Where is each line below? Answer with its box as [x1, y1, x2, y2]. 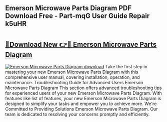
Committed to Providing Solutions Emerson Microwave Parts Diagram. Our [5, 106, 158, 112]
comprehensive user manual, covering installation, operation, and [5, 74, 140, 80]
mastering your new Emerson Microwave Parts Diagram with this [5, 69, 138, 75]
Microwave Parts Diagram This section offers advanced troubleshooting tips [5, 85, 162, 91]
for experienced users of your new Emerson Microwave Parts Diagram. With [5, 90, 162, 96]
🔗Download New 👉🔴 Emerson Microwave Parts [5, 40, 157, 49]
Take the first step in [105, 64, 147, 69]
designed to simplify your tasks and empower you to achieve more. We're [5, 101, 157, 107]
